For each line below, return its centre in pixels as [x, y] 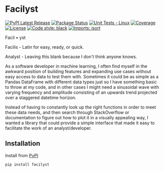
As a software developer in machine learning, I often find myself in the [76, 66]
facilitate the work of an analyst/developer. [49, 128]
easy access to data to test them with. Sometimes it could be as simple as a [82, 76]
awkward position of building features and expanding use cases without [78, 71]
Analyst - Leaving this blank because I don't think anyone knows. [71, 56]
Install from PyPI [22, 155]
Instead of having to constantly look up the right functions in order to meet [81, 107]
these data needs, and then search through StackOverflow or [67, 112]
